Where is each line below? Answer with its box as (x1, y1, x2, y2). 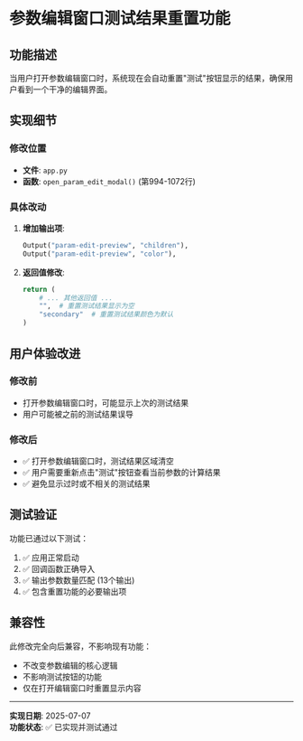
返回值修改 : (22, 267, 65, 277)
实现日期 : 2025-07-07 (9, 710, 92, 721)
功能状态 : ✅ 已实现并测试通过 (9, 721, 118, 732)
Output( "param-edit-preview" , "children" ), (22, 240, 189, 249)
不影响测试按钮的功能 (22, 671, 102, 682)
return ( (22, 285, 56, 294)
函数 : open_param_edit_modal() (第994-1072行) (22, 175, 197, 186)
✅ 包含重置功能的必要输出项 (22, 586, 127, 596)
